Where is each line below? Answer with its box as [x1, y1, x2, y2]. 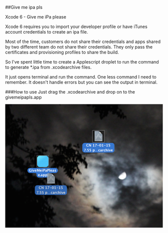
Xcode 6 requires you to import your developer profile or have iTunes [5, 23, 147, 29]
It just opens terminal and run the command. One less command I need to [5, 74, 156, 79]
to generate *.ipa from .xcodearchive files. [5, 64, 91, 70]
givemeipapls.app [5, 94, 42, 100]
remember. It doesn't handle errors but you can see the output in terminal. [5, 79, 158, 85]
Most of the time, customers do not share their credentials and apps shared [5, 38, 161, 44]
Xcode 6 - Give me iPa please [5, 14, 66, 19]
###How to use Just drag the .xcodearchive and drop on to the [5, 89, 135, 94]
